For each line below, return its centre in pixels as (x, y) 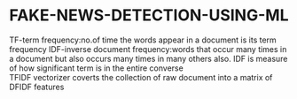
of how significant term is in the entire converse (96, 68)
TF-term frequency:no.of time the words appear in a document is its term (143, 40)
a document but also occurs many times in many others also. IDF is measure (148, 58)
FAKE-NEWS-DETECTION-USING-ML (149, 15)
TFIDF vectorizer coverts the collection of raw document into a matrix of (141, 77)
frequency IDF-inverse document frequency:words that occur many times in (148, 49)
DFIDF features (37, 87)
